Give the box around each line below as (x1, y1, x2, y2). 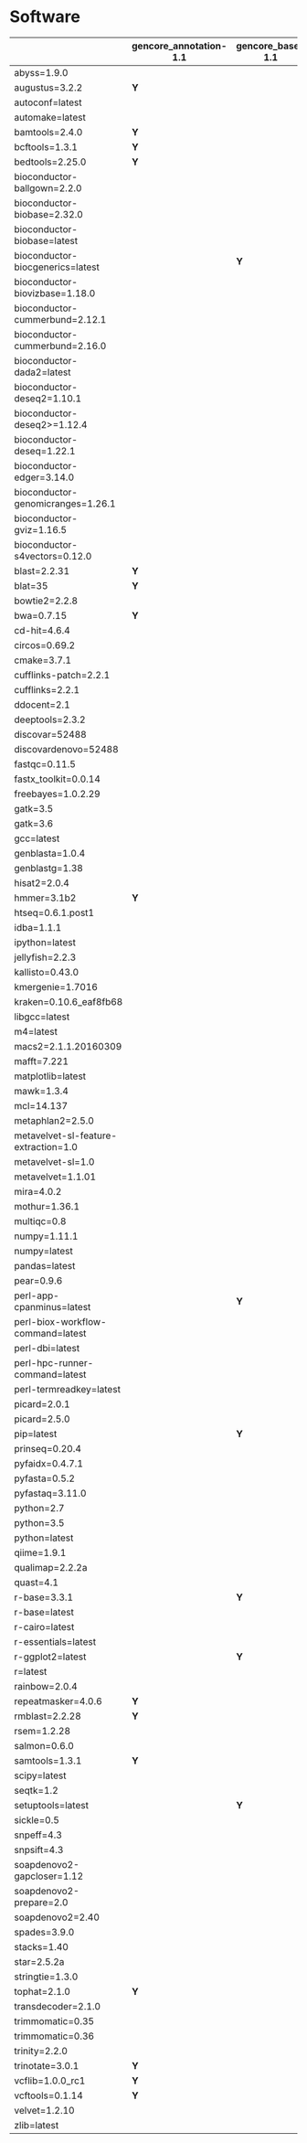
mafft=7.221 (14, 1054, 69, 1067)
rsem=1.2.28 (14, 1724, 71, 1737)
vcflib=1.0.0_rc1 (14, 2074, 86, 2086)
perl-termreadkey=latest (14, 1382, 122, 1395)
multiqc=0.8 (14, 1214, 67, 1227)
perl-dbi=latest (14, 1341, 80, 1354)
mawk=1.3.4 (14, 1084, 69, 1097)
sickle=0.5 (14, 1813, 59, 1826)
